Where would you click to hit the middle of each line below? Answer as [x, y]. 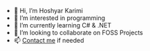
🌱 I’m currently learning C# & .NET [63, 25]
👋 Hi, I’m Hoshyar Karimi [48, 11]
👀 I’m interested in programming [59, 18]
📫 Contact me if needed [49, 40]
